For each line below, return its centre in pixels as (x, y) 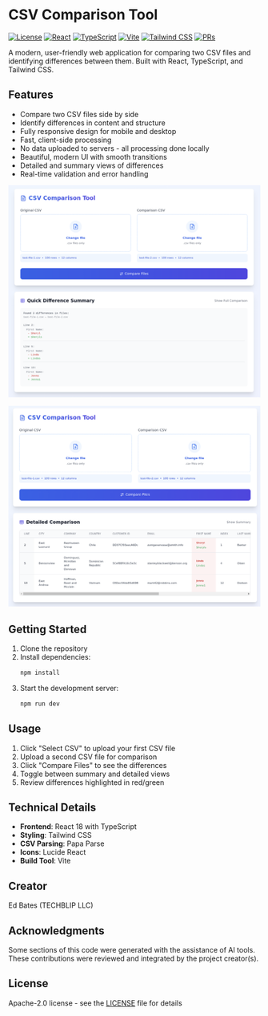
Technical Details (52, 807)
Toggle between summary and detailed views (95, 774)
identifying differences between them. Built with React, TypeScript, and (126, 61)
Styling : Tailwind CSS (56, 835)
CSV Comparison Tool (83, 15)
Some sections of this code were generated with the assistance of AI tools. (132, 949)
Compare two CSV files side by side (79, 114)
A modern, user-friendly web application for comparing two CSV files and (130, 52)
